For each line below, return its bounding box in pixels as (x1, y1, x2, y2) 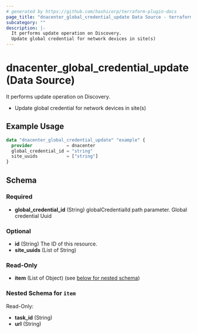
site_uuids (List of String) (14, 247, 77, 254)
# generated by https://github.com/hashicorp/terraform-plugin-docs (6, 8, 177, 15)
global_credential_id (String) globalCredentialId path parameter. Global (14, 206, 188, 213)
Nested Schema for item (6, 289, 76, 297)
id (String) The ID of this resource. (14, 240, 98, 247)
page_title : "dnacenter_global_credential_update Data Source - (6, 14, 167, 20)
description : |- (6, 25, 46, 31)
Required (6, 193, 33, 201)
